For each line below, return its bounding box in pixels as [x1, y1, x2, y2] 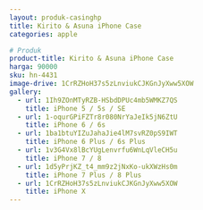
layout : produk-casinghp [9, 13, 102, 22]
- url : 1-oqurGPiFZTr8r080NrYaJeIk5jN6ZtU [17, 113, 178, 122]
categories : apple [9, 29, 78, 38]
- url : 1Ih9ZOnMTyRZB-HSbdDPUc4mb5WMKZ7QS [17, 96, 178, 105]
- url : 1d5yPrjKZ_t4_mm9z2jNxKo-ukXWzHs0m [17, 162, 178, 171]
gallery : [9, 87, 42, 97]
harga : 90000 [9, 63, 58, 71]
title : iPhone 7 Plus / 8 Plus [25, 171, 142, 180]
